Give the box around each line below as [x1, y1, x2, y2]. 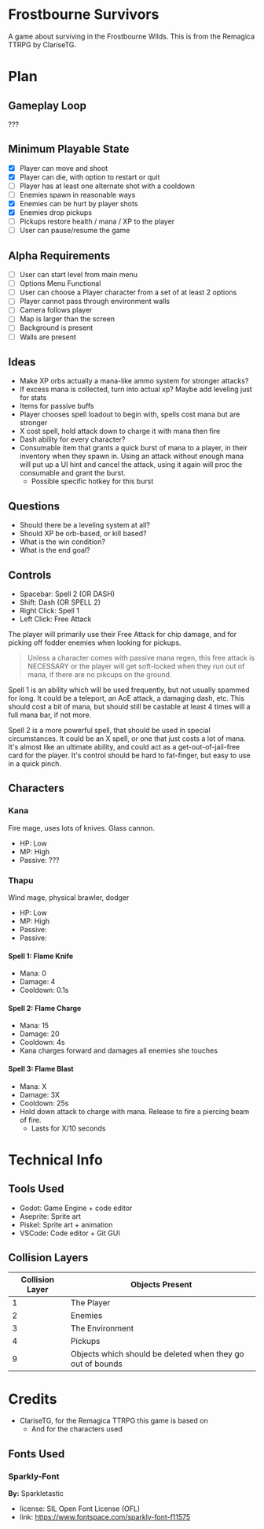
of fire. [19, 1115, 42, 1124]
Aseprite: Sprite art [19, 1211, 81, 1221]
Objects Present [130, 1279, 192, 1290]
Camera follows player [19, 305, 93, 315]
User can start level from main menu [19, 270, 137, 280]
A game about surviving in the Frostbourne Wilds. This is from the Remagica [8, 31, 255, 41]
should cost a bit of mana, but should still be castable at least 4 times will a [8, 702, 251, 711]
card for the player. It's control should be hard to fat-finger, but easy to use [8, 750, 251, 760]
